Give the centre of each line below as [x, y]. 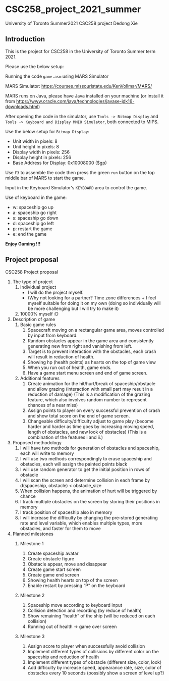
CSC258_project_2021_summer [73, 9]
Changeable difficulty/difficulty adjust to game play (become [91, 421]
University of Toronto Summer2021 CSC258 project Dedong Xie [71, 23]
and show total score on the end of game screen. [79, 415]
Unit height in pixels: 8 [36, 146]
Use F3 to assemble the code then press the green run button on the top [80, 172]
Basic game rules [38, 325]
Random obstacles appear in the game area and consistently [91, 340]
